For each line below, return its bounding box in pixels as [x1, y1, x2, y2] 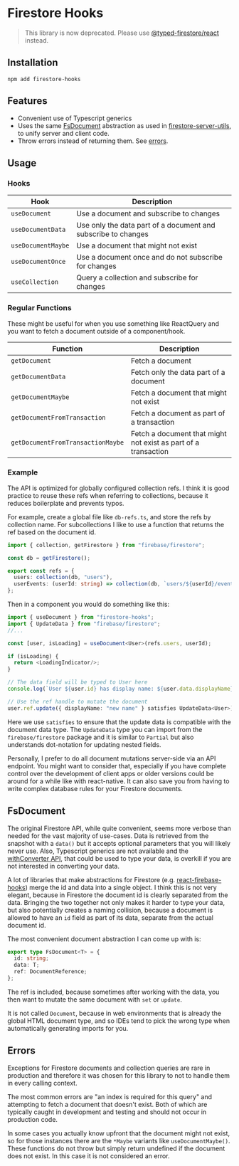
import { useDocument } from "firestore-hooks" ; [7, 614, 154, 621]
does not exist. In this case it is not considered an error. [7, 1151, 170, 1160]
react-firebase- [176, 875, 222, 884]
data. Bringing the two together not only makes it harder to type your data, [7, 898, 225, 906]
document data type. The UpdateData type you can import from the [7, 725, 203, 733]
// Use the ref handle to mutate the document [7, 698, 148, 705]
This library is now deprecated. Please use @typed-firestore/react [24, 28, 219, 37]
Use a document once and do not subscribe [75, 253, 223, 263]
